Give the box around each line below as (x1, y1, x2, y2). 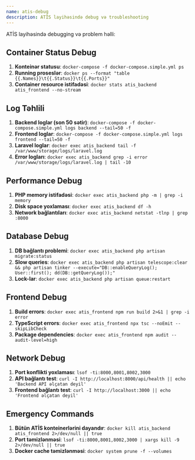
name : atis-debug (6, 8, 49, 15)
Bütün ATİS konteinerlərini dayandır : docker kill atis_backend (14, 425, 171, 432)
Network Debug (6, 353, 66, 363)
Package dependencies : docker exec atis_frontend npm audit (14, 331, 169, 338)
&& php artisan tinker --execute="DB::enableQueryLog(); (14, 264, 158, 271)
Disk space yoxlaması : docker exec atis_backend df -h (14, 202, 151, 210)
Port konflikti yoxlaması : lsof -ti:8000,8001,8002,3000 (14, 369, 151, 376)
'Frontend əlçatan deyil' (14, 393, 78, 399)
